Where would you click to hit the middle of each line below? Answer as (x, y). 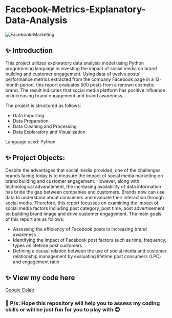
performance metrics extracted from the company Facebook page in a (80, 79)
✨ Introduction (29, 50)
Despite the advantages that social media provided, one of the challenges (83, 170)
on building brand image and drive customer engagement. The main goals (83, 214)
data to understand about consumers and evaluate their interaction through (85, 197)
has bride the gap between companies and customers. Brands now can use (85, 192)
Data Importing (28, 115)
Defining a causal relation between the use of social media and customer (90, 251)
